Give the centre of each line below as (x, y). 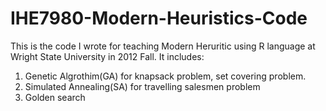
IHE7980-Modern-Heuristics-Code (159, 18)
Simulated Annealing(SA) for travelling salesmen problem (142, 86)
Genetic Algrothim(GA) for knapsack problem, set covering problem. (165, 76)
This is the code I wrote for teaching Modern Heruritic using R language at (163, 46)
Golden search (55, 97)
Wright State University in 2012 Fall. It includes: (107, 56)
